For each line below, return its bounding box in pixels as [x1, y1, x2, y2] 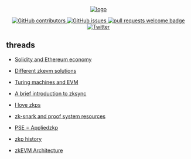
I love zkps [14, 101, 41, 108]
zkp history [14, 135, 42, 143]
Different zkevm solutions [14, 67, 77, 74]
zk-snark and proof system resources [14, 113, 106, 120]
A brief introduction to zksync [14, 90, 87, 97]
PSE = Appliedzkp [14, 124, 59, 131]
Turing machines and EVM [14, 79, 79, 86]
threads [6, 40, 35, 50]
